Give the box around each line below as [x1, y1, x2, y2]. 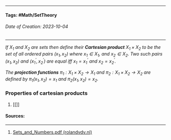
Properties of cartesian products [5, 90, 88, 97]
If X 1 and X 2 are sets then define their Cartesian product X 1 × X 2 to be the [5, 44, 161, 51]
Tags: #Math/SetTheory [5, 12, 58, 18]
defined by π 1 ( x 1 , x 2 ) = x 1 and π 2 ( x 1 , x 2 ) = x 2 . [5, 76, 99, 83]
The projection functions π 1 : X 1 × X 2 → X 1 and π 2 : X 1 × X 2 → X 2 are [5, 69, 151, 76]
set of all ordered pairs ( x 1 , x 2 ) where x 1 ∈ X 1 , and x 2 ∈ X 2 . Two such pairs [5, 50, 163, 58]
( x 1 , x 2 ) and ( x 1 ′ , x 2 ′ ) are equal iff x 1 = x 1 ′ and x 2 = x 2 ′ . [5, 57, 116, 65]
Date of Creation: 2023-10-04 [5, 23, 69, 30]
